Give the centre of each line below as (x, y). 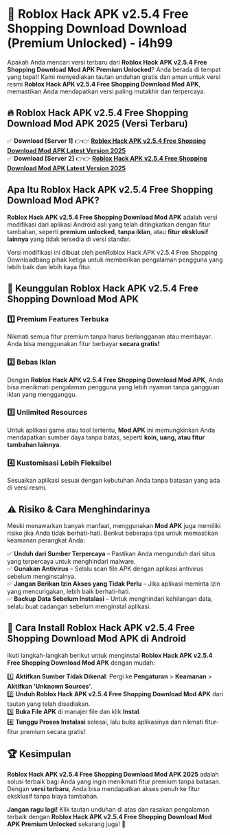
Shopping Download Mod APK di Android (97, 639)
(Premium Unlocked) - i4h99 (90, 43)
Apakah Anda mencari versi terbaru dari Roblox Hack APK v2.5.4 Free (107, 62)
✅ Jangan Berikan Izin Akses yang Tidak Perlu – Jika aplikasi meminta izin (114, 584)
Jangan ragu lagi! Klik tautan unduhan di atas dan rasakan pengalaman (108, 809)
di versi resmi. (27, 488)
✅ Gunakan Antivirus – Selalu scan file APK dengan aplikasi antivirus (105, 569)
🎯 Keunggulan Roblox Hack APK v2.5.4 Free (103, 288)
